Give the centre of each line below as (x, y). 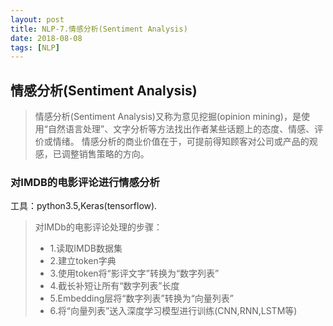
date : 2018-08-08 (46, 38)
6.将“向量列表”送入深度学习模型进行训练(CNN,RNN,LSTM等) (173, 311)
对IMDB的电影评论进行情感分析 (85, 182)
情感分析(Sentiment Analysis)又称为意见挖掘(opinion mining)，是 (168, 117)
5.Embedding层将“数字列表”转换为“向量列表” (142, 298)
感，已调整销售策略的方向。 (92, 154)
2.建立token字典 (83, 261)
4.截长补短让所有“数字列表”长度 (114, 286)
